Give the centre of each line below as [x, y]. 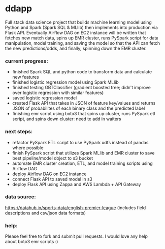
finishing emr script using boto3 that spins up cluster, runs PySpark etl [83, 114]
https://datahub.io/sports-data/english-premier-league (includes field [76, 208]
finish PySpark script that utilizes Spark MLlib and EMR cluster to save [83, 153]
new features [26, 77]
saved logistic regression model [45, 98]
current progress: [27, 61]
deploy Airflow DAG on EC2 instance [49, 174]
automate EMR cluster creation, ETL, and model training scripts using [82, 163]
